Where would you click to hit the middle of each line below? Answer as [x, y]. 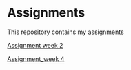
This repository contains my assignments [65, 32]
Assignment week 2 [35, 45]
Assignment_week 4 [36, 59]
